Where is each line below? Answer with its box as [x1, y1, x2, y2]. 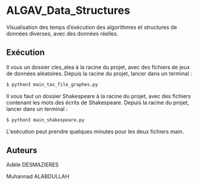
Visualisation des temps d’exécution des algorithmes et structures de [6, 24, 178, 31]
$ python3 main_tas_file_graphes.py [6, 81, 98, 87]
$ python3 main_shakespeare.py [6, 117, 85, 123]
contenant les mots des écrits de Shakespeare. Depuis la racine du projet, [6, 99, 190, 106]
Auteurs [6, 145, 38, 155]
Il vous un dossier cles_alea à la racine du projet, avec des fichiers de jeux [6, 63, 190, 71]
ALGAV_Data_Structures [6, 4, 131, 17]
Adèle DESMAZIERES [6, 161, 59, 169]
